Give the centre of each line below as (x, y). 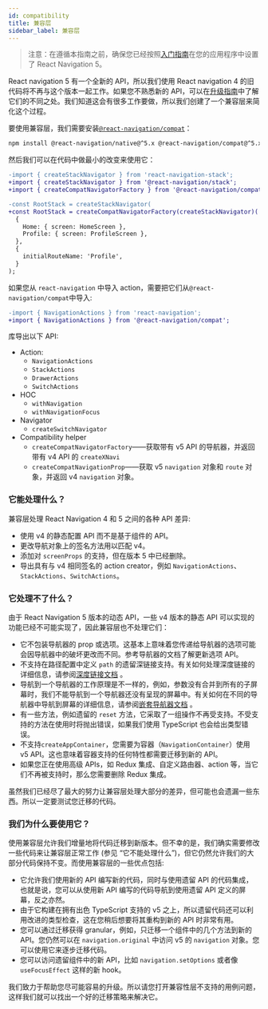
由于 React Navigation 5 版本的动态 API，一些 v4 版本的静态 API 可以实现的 (132, 617)
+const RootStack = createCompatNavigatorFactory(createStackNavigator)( (134, 212)
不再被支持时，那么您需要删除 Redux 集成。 (99, 774)
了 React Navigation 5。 (67, 64)
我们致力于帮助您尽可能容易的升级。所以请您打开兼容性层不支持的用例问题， (134, 987)
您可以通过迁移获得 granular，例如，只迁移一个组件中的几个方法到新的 (136, 930)
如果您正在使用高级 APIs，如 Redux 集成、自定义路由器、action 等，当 (136, 764)
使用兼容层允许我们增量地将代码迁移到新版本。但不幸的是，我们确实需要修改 (134, 843)
